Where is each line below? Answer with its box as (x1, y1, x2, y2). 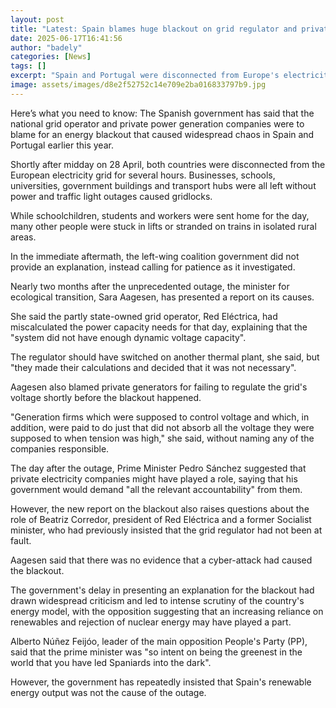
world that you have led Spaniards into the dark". (10, 656, 212, 668)
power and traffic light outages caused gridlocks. (10, 190, 213, 202)
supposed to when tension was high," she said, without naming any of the (10, 432, 315, 444)
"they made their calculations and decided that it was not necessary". (10, 361, 297, 373)
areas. (10, 231, 37, 243)
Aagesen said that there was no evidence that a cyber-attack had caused (10, 554, 313, 566)
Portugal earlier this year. (10, 139, 114, 151)
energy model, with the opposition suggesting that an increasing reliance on (10, 605, 324, 617)
